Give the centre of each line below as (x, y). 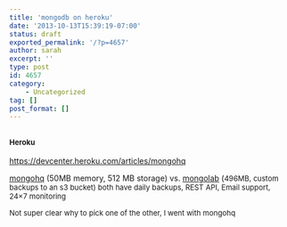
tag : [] (24, 100)
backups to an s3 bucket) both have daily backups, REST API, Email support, (140, 187)
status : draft (36, 34)
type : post (29, 68)
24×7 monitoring (38, 196)
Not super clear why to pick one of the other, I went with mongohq (123, 213)
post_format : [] (39, 109)
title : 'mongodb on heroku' (61, 17)
